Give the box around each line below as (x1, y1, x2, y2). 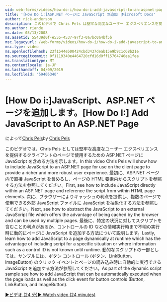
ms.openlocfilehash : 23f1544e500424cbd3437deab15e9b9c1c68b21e (5, 49, 139, 54)
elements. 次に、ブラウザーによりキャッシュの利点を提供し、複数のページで (5, 193, 162, 199)
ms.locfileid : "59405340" (5, 72, 59, 77)
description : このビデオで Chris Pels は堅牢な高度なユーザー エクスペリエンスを (5, 21, 159, 26)
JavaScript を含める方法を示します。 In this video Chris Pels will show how (5, 158, 157, 164)
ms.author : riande (5, 26, 43, 31)
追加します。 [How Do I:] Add (31, 107, 149, 119)
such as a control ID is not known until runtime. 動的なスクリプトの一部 (5, 246, 151, 252)
